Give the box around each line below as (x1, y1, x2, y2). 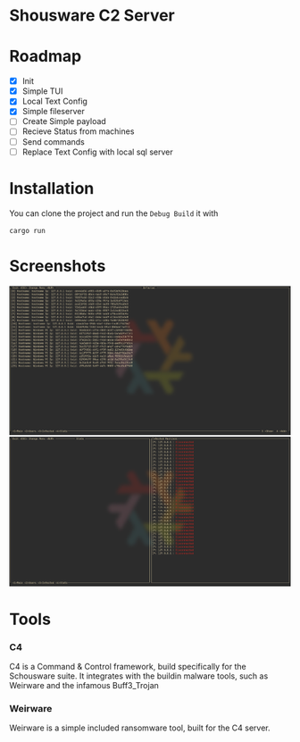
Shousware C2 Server (9, 5, 176, 26)
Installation (9, 178, 95, 198)
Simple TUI (21, 86, 63, 96)
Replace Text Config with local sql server (21, 146, 173, 157)
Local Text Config (21, 96, 87, 107)
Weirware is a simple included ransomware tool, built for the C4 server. (9, 722, 271, 733)
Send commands (21, 136, 85, 147)
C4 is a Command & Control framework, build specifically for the (9, 662, 247, 672)
